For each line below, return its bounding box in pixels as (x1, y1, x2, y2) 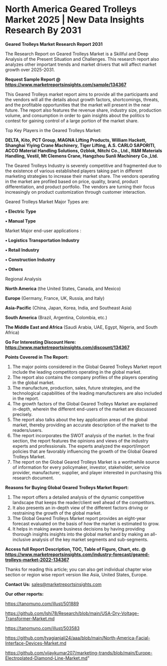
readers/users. (12, 427, 43, 433)
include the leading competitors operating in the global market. (12, 369, 142, 375)
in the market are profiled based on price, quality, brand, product (5, 178, 139, 184)
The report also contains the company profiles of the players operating (12, 374, 158, 380)
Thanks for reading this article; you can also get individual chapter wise (5, 566, 152, 572)
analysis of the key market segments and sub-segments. (31, 536, 149, 542)
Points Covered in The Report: (5, 354, 69, 360)
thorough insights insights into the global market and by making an (12, 531, 150, 537)
